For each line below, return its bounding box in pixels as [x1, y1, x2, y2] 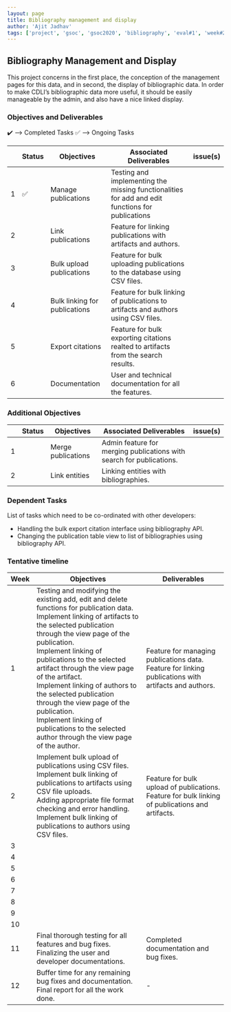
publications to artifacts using [36, 778, 133, 788]
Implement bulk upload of [36, 753, 119, 762]
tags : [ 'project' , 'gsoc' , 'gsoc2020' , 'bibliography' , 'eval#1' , [7, 29, 201, 37]
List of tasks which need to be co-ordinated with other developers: [7, 511, 196, 519]
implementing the [111, 177, 167, 186]
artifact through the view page [36, 664, 134, 673]
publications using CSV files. [36, 761, 129, 771]
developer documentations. [36, 957, 125, 966]
